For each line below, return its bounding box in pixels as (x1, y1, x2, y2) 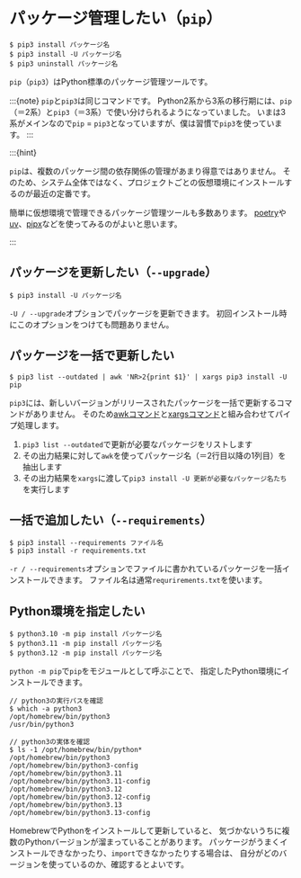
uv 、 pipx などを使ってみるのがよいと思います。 (9, 218, 182, 229)
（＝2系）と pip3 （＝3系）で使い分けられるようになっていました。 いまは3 (9, 106, 286, 117)
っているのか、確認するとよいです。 (56, 859, 189, 870)
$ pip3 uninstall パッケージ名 (9, 59, 119, 68)
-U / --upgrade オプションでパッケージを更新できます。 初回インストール (9, 308, 280, 318)
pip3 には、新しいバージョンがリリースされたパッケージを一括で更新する (9, 397, 277, 408)
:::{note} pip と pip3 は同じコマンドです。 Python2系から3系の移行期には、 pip (9, 95, 292, 106)
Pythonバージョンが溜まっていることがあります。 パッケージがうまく (24, 837, 280, 847)
